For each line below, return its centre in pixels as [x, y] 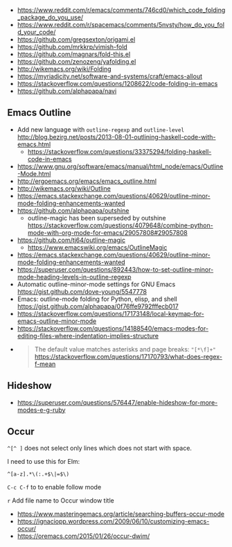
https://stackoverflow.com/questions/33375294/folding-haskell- [119, 151]
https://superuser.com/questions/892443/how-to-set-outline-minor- [115, 269]
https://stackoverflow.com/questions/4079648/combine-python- [120, 225]
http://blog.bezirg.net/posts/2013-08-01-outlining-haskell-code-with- [116, 137]
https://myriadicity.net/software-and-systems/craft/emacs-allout [110, 76]
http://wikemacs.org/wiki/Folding [64, 69]
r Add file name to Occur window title [61, 501]
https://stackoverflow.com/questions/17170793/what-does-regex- [128, 356]
